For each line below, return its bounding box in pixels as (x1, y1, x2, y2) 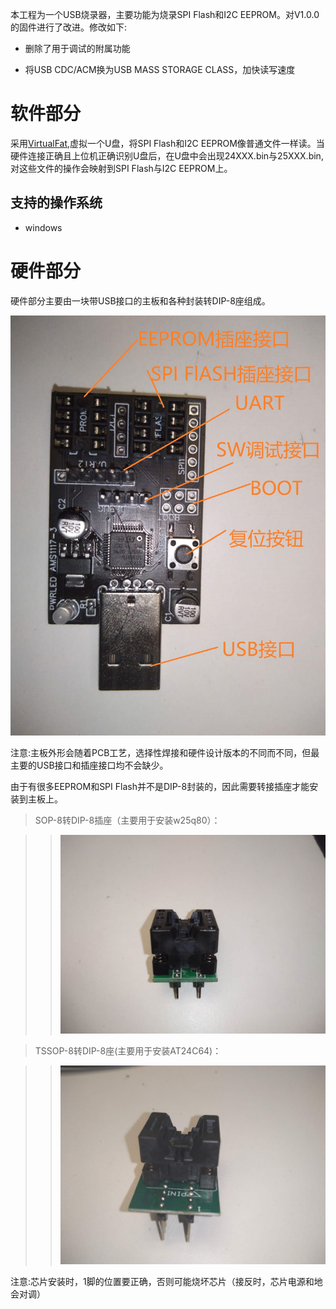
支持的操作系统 (10, 194, 103, 212)
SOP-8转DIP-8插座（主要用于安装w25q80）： (34, 814, 221, 826)
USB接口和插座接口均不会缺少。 (36, 759, 169, 771)
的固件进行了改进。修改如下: (10, 21, 128, 33)
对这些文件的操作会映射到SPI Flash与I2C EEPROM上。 (10, 162, 233, 174)
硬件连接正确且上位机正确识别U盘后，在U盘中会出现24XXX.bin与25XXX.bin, (10, 149, 324, 162)
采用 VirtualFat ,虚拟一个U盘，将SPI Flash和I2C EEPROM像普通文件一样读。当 (10, 137, 325, 149)
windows (24, 221, 63, 233)
